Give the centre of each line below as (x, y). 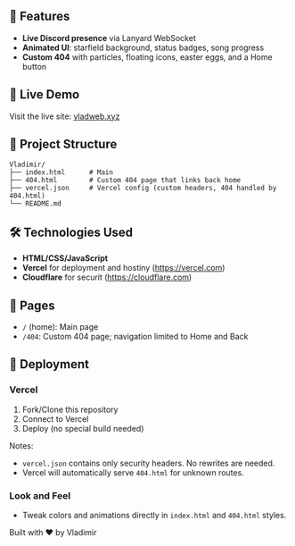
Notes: (21, 445)
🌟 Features (40, 17)
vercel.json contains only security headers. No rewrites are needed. (148, 463)
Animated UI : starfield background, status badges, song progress (143, 47)
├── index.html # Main (61, 172)
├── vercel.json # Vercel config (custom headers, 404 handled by (143, 189)
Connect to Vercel (55, 419)
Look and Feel (40, 495)
